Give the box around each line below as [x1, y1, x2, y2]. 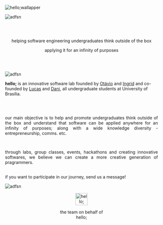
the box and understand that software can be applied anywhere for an [5, 120, 158, 126]
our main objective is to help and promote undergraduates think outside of [5, 115, 158, 121]
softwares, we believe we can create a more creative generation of [5, 154, 158, 160]
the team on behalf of [60, 209, 103, 215]
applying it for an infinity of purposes [44, 48, 119, 53]
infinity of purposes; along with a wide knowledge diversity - [5, 125, 158, 131]
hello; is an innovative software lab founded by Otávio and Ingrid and [5, 80, 143, 86]
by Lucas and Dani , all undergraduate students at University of [22, 86, 148, 92]
